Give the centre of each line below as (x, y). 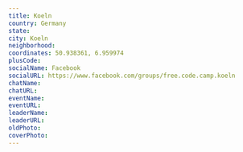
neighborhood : (32, 46)
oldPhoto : (25, 128)
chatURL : (23, 90)
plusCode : (25, 61)
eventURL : (25, 105)
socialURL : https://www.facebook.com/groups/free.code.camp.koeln (122, 76)
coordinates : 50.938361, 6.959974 (66, 53)
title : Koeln (30, 16)
